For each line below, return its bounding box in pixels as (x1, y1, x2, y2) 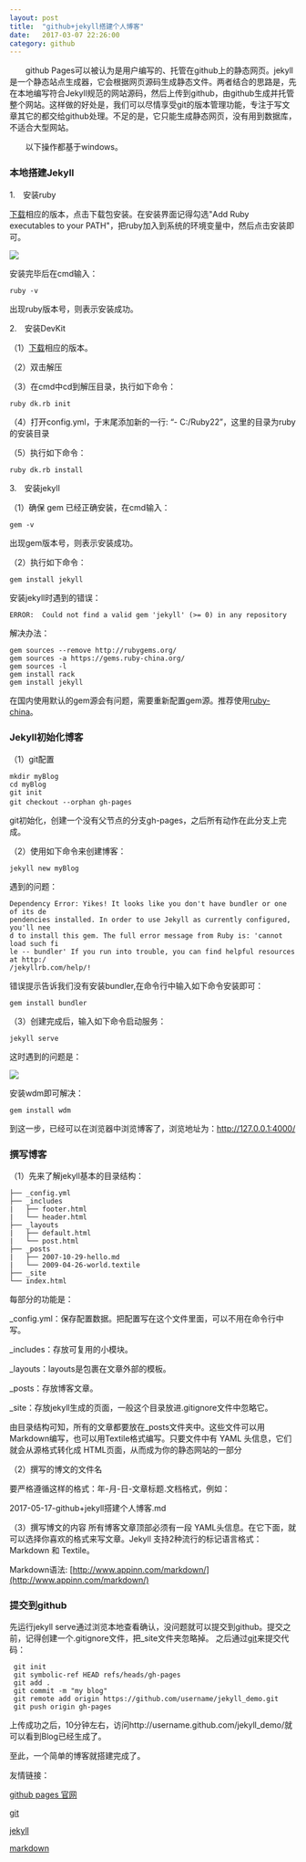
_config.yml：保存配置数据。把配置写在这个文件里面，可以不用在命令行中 (9, 1313, 284, 1324)
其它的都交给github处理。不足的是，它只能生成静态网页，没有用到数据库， (16, 110, 297, 121)
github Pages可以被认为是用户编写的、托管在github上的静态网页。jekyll (25, 65, 294, 76)
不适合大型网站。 (9, 122, 74, 133)
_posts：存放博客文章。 (9, 1383, 98, 1394)
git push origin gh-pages (13, 1702, 112, 1712)
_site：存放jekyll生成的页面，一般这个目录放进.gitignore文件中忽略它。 (9, 1403, 273, 1414)
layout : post (9, 13, 59, 23)
